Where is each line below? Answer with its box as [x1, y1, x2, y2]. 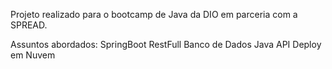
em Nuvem [10, 49, 56, 61]
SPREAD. [10, 19, 48, 31]
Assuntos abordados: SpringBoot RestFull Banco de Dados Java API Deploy [10, 39, 322, 50]
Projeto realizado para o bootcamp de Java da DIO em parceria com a [10, 9, 298, 20]
